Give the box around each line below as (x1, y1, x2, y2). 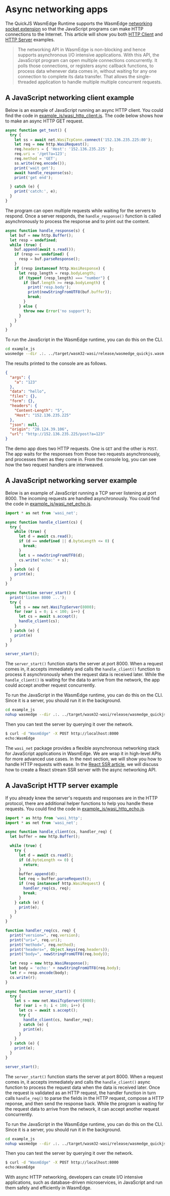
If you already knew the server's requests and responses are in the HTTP (5, 794, 158, 801)
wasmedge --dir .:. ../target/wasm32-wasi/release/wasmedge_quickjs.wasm (5, 351, 164, 356)
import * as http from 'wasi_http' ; (5, 815, 82, 820)
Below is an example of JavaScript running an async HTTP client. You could (5, 107, 163, 113)
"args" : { (10, 375, 30, 380)
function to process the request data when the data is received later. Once (5, 1084, 160, 1090)
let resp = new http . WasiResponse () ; (10, 961, 90, 966)
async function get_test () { (5, 128, 67, 133)
